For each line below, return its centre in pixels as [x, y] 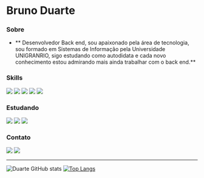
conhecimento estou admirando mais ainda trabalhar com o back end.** [105, 62]
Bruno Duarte [41, 11]
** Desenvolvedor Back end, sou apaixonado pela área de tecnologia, [102, 43]
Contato [19, 137]
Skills [15, 78]
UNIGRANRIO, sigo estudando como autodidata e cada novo [90, 56]
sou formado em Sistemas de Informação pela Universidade [90, 49]
